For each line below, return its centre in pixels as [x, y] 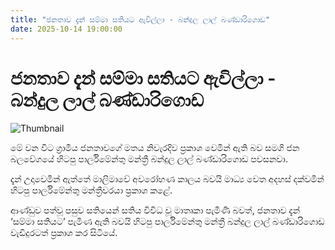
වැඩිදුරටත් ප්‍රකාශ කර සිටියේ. [64, 233]
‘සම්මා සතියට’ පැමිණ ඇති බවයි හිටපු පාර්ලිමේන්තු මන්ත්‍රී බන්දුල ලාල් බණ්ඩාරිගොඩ [167, 222]
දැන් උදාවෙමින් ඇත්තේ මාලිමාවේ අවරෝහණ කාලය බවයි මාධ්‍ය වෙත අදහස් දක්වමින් [167, 179]
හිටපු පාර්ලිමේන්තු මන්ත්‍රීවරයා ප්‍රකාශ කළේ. [91, 190]
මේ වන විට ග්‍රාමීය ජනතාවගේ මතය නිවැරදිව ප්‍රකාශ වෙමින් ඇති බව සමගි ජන [155, 148]
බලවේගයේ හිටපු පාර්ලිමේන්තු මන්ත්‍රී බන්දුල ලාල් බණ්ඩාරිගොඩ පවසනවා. [149, 159]
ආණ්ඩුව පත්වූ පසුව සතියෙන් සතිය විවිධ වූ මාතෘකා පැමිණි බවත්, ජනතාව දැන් [155, 210]
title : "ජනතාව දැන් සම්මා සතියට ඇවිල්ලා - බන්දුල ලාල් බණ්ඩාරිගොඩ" [140, 19]
